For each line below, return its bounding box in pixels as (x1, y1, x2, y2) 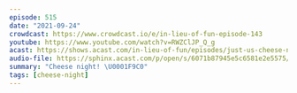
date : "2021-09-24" (9, 21, 81, 30)
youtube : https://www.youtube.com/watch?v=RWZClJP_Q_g (9, 37, 216, 47)
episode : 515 (9, 12, 57, 22)
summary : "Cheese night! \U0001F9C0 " (9, 63, 148, 72)
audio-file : (9, 54, 53, 63)
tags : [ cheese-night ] (9, 71, 89, 80)
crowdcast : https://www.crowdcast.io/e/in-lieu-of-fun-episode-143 (9, 29, 263, 38)
